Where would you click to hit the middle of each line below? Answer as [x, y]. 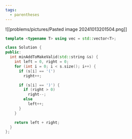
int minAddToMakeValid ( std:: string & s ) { [54, 57]
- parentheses [25, 15]
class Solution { [24, 48]
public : [13, 52]
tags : [11, 10]
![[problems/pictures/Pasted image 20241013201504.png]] [66, 29]
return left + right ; [37, 122]
